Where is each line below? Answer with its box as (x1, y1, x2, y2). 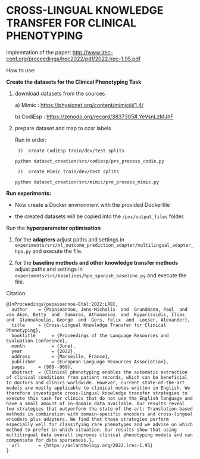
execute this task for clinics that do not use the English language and (6, 395, 193, 401)
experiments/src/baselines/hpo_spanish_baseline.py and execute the (14, 271, 187, 279)
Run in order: (14, 136, 47, 143)
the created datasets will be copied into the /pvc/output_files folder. (14, 213, 185, 220)
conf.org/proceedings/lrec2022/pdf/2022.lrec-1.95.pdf (6, 55, 141, 62)
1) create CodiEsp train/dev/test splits (17, 148, 125, 154)
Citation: (6, 289, 27, 296)
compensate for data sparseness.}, (6, 437, 95, 443)
